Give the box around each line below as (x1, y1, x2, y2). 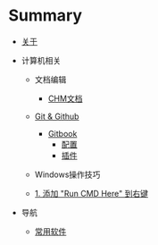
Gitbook (47, 128, 78, 139)
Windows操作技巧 (34, 169, 101, 180)
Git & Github (34, 111, 79, 122)
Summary (8, 5, 82, 26)
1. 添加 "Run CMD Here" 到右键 (34, 188, 149, 199)
